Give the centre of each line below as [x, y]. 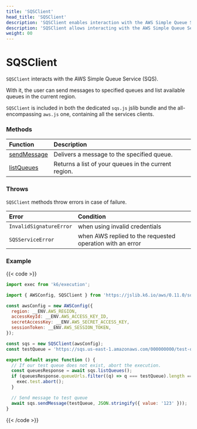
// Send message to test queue [50, 398]
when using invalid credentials [119, 226]
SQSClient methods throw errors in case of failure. [67, 202]
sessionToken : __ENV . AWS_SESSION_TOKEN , [61, 328]
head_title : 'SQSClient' [36, 17]
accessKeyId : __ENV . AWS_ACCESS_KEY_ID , [60, 317]
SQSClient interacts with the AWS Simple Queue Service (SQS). [82, 79]
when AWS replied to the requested [127, 236]
